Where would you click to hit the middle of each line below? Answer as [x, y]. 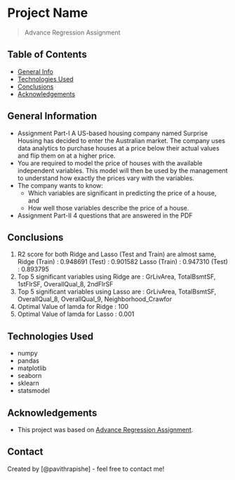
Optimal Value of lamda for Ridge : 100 [73, 307]
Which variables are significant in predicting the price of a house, [122, 193]
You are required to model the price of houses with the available [110, 163]
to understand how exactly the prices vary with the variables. [106, 178]
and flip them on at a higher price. [66, 156]
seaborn [29, 376]
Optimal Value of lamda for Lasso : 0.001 [76, 314]
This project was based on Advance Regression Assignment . [105, 430]
